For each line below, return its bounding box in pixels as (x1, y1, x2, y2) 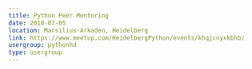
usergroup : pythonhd (8, 41, 78, 49)
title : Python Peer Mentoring (8, 11, 110, 20)
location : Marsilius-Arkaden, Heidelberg (8, 26, 149, 34)
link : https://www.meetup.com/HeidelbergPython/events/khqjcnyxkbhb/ (8, 33, 246, 42)
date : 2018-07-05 (8, 19, 66, 27)
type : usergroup (8, 48, 62, 56)
